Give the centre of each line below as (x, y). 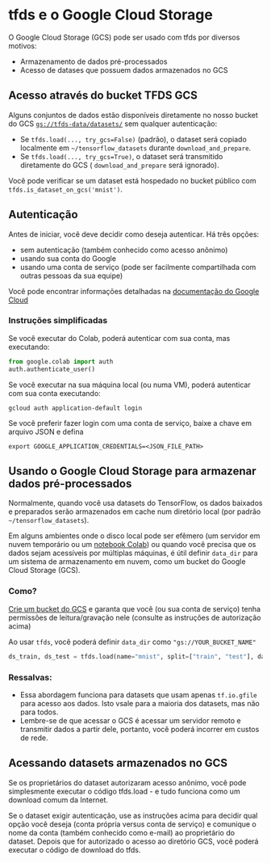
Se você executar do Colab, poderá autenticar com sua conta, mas (119, 338)
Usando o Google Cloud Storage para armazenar (132, 471)
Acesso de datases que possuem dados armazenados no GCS (124, 69)
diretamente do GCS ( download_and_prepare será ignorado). (119, 165)
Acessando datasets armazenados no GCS (118, 763)
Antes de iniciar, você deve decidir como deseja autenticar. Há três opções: (134, 234)
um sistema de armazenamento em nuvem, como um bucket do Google (127, 562)
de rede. (34, 738)
